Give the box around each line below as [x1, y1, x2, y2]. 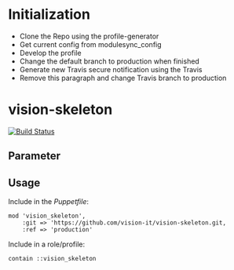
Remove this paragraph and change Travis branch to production [19, 73, 227, 82]
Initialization [8, 5, 90, 24]
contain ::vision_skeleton [8, 255, 97, 263]
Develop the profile [19, 48, 82, 57]
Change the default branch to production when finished [19, 57, 200, 66]
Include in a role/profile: [8, 239, 85, 249]
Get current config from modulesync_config [19, 39, 163, 49]
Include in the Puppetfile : [8, 197, 89, 206]
